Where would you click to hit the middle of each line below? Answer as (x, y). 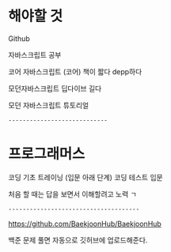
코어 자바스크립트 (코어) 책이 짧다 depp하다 (75, 71)
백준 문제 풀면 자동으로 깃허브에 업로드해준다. (78, 240)
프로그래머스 (47, 154)
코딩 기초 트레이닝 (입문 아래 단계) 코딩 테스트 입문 (86, 177)
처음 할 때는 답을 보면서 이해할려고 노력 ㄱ (72, 194)
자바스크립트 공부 (35, 55)
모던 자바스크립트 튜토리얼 (49, 105)
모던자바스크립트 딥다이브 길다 (55, 88)
